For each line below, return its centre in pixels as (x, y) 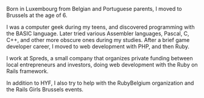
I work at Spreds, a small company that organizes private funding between (100, 58)
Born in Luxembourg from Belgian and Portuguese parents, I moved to (94, 9)
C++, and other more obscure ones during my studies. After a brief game (98, 40)
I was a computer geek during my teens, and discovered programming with (100, 27)
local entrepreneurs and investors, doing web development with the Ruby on (102, 65)
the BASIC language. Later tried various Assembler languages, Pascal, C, (98, 33)
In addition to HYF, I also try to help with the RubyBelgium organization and (100, 83)
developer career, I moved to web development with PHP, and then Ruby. (98, 46)
